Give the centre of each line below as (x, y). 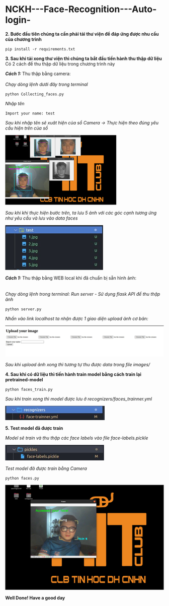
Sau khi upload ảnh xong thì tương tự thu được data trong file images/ (78, 365)
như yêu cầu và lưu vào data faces (41, 218)
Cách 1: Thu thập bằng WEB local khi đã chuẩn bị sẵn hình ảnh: (71, 278)
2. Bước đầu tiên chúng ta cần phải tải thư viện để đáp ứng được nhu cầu (82, 34)
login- (18, 20)
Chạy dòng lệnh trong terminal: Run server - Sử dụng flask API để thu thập (83, 294)
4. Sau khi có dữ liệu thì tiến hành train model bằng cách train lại (73, 374)
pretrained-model (24, 380)
